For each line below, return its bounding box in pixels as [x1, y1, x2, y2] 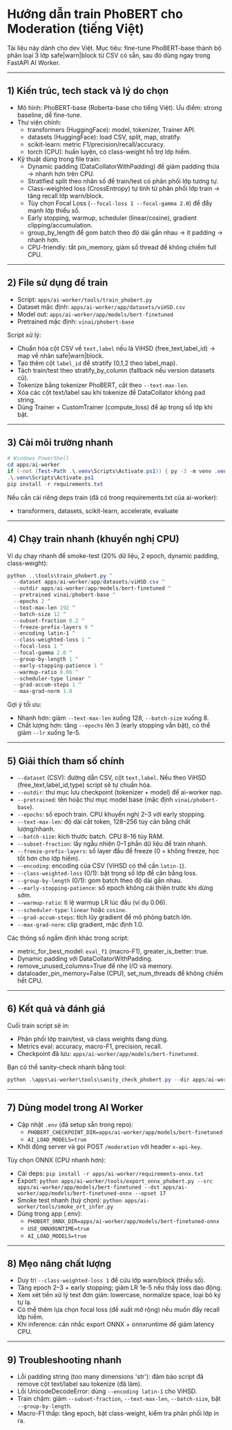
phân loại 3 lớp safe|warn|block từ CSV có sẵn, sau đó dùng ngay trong [7, 51, 211, 59]
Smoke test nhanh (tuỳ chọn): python [17, 1196, 122, 1204]
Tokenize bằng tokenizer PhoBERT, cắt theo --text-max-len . [17, 380, 189, 389]
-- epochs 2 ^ [13, 598, 51, 605]
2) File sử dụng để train [7, 277, 108, 289]
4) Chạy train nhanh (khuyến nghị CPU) [7, 533, 180, 545]
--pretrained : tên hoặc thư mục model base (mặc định [17, 795, 173, 804]
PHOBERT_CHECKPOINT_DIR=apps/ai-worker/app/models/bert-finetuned [27, 1129, 223, 1136]
